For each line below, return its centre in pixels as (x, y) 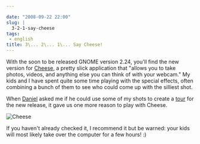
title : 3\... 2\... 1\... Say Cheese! (54, 45)
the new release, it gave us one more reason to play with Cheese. (87, 105)
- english (21, 39)
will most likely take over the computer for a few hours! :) (76, 134)
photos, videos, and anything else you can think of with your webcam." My (98, 74)
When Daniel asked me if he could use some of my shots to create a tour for (100, 99)
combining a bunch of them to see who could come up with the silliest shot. (99, 87)
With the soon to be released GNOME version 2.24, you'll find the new (93, 62)
